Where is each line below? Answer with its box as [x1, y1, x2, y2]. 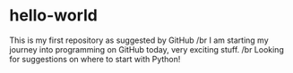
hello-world [9, 5, 99, 26]
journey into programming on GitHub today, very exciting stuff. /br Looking [9, 44, 284, 54]
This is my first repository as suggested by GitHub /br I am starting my [9, 35, 269, 45]
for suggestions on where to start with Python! [9, 53, 181, 64]
